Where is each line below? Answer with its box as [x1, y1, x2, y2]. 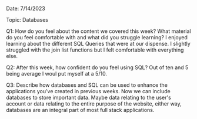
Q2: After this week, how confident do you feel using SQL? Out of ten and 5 [6, 64, 189, 71]
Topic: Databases [6, 16, 49, 23]
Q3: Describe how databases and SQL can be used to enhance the [6, 81, 168, 89]
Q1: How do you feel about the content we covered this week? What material [6, 28, 191, 35]
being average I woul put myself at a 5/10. [6, 70, 108, 77]
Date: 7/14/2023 [6, 5, 45, 12]
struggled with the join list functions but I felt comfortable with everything [6, 46, 184, 53]
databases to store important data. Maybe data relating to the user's [6, 94, 172, 101]
